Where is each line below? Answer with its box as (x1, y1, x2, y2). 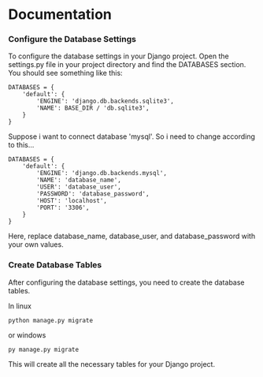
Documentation (8, 6, 113, 24)
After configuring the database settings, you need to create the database (8, 278, 245, 287)
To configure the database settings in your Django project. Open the (8, 51, 230, 61)
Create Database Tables (8, 259, 102, 271)
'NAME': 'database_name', (36, 176, 122, 185)
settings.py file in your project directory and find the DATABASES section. (8, 60, 246, 69)
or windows (8, 330, 46, 340)
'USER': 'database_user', (36, 183, 122, 191)
